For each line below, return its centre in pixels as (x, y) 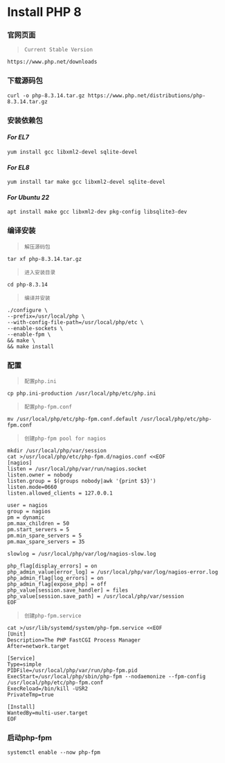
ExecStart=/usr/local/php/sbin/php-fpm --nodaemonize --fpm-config (107, 676)
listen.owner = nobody (40, 475)
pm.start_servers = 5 (38, 529)
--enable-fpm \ (29, 334)
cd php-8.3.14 (28, 284)
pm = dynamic (26, 517)
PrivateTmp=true (30, 694)
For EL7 (18, 137)
